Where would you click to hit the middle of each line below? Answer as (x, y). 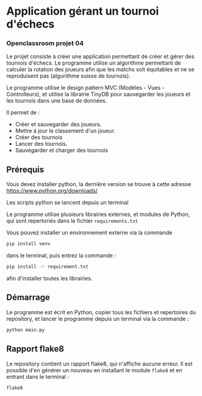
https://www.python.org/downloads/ (52, 191)
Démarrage (28, 297)
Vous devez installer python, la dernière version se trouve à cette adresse (99, 184)
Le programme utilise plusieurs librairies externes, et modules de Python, (98, 214)
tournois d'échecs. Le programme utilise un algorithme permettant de (94, 63)
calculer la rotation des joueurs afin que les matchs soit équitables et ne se (100, 70)
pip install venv (28, 244)
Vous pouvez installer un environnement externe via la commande (89, 232)
